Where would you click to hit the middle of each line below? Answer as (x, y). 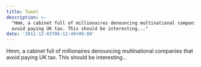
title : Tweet (22, 12)
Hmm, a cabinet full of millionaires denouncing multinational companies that (100, 51)
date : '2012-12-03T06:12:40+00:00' (51, 34)
